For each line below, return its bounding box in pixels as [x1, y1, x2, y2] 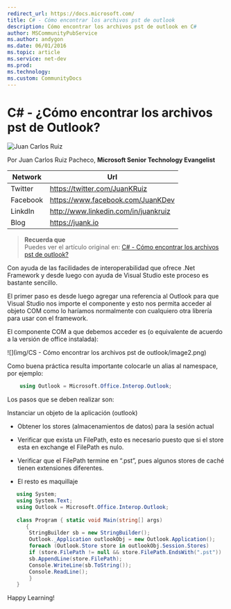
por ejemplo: [7, 369, 44, 378]
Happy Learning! [7, 594, 55, 602]
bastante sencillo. [7, 278, 58, 287]
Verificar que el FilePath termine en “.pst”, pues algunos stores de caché [17, 456, 224, 465]
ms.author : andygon [7, 36, 64, 43]
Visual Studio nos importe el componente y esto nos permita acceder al [7, 299, 212, 308]
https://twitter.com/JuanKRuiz [49, 184, 148, 194]
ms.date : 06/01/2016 [7, 42, 67, 49]
